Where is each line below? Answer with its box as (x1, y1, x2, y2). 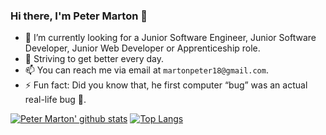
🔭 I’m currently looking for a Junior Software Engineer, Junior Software (24, 32, 317, 44)
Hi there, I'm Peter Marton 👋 (10, 9, 148, 23)
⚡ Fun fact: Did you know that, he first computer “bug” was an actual (24, 79, 308, 91)
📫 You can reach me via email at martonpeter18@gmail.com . (24, 64, 269, 76)
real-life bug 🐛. (24, 94, 87, 106)
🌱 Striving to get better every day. (24, 53, 164, 65)
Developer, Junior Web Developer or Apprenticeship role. (24, 42, 261, 54)
